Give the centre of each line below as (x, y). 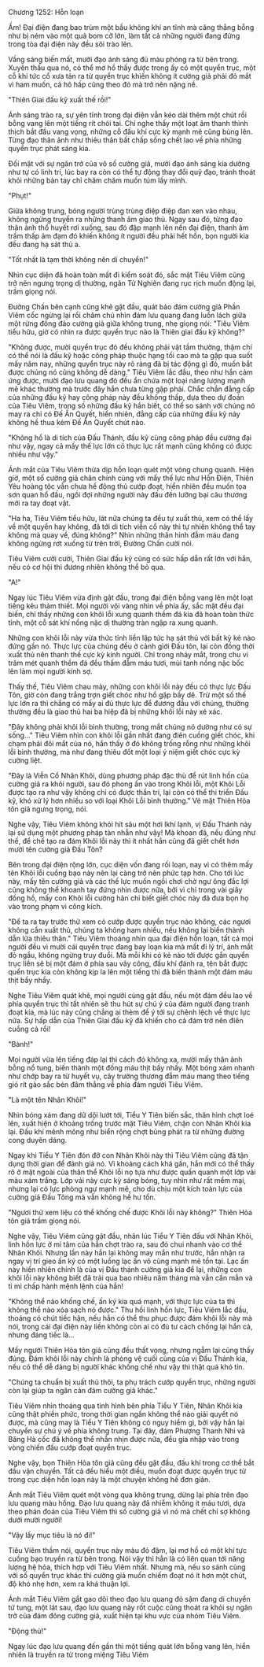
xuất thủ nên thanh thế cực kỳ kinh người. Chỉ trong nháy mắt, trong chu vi (128, 654)
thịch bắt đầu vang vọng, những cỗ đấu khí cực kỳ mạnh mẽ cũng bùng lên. (130, 131)
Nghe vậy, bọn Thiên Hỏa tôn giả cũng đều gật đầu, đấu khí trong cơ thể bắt (131, 1463)
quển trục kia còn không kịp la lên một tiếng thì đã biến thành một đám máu (130, 972)
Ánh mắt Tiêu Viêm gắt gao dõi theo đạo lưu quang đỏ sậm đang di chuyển (130, 1599)
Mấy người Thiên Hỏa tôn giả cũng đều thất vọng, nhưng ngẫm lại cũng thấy (131, 1350)
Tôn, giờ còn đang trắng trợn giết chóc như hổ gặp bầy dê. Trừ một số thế (127, 695)
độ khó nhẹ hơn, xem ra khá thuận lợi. (69, 1584)
